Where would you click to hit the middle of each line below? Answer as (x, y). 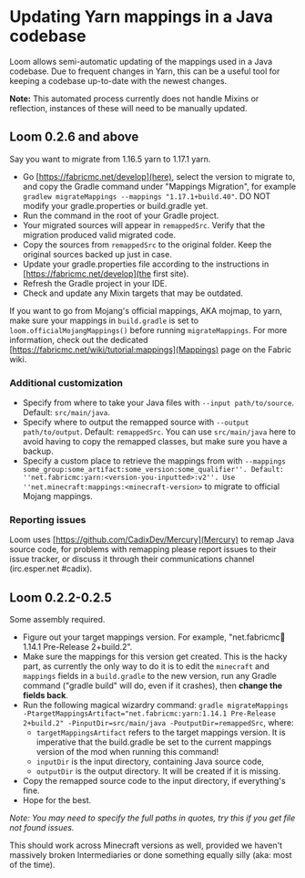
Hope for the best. (57, 800)
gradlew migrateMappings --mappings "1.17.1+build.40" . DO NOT (147, 196)
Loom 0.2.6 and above (74, 137)
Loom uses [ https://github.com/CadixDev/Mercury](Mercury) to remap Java (152, 539)
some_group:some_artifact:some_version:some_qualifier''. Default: (153, 470)
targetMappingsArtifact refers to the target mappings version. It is (161, 733)
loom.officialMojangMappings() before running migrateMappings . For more (148, 329)
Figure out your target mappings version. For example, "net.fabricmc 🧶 (154, 637)
